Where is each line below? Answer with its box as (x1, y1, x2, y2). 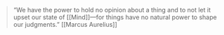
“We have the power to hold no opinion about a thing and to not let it (13, 6, 211, 14)
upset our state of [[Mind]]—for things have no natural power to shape (13, 13, 217, 21)
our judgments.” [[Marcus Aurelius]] (13, 21, 117, 28)
